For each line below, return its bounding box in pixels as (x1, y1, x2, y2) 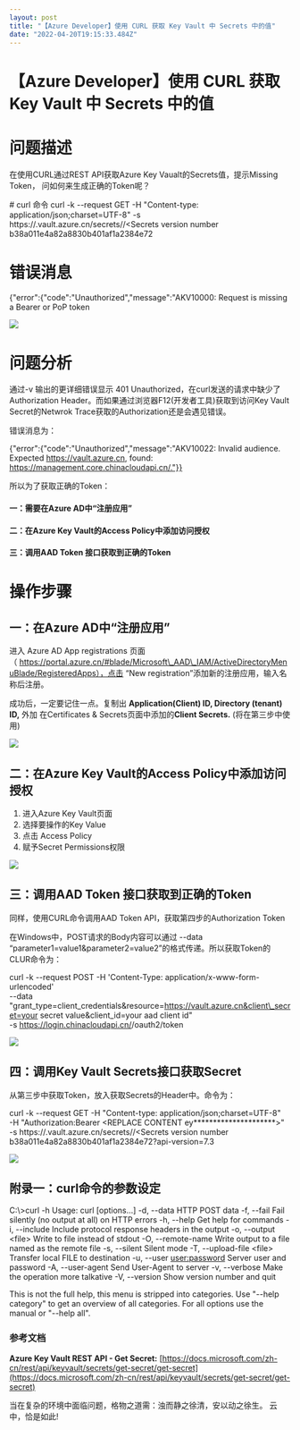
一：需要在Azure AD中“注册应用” (9, 503, 132, 513)
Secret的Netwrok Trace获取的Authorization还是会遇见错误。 (9, 406, 231, 417)
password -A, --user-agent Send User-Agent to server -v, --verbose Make (9, 1262, 284, 1273)
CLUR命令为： (9, 953, 62, 964)
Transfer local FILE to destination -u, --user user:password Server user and (9, 1253, 287, 1264)
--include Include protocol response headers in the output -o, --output (15, 1224, 275, 1235)
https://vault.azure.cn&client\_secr (163, 1000, 291, 1011)
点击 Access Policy (21, 830, 92, 841)
